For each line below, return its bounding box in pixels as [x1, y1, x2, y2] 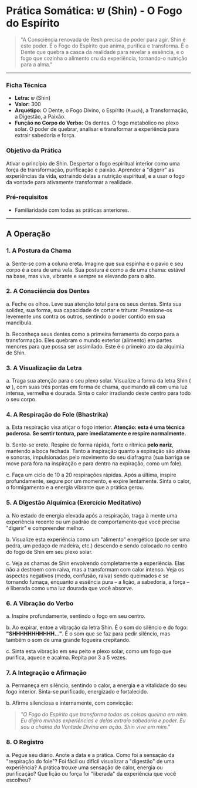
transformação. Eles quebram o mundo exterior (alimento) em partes [6, 336, 172, 344]
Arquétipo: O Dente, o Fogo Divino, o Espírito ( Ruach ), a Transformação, [14, 107, 189, 114]
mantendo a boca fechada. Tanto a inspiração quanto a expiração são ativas [6, 448, 191, 455]
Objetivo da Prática [6, 147, 62, 155]
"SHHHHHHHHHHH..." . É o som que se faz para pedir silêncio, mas [6, 630, 171, 637]
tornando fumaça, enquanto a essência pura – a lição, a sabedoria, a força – [6, 578, 189, 585]
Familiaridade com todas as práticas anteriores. [14, 207, 130, 214]
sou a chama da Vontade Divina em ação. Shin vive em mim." [20, 723, 171, 730]
